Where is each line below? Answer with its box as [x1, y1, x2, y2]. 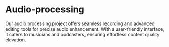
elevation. [5, 37, 26, 43]
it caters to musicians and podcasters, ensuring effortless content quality [5, 31, 160, 37]
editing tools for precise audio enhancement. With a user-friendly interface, [5, 26, 165, 32]
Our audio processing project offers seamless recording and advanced [5, 20, 155, 27]
